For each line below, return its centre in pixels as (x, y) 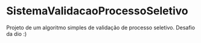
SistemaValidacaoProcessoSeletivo (97, 11)
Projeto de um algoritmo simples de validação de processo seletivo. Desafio (101, 27)
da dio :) (17, 33)
